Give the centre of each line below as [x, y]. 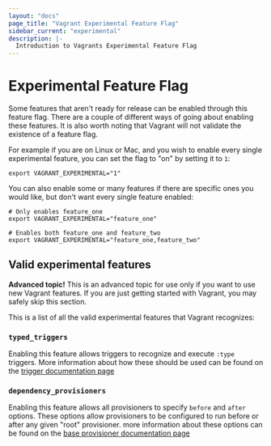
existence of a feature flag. [53, 134]
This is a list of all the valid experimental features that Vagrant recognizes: [131, 317]
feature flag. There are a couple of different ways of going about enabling [131, 117]
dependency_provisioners [57, 391]
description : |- [36, 38]
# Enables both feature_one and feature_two [85, 233]
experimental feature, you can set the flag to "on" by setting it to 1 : [119, 159]
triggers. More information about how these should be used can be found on [136, 363]
